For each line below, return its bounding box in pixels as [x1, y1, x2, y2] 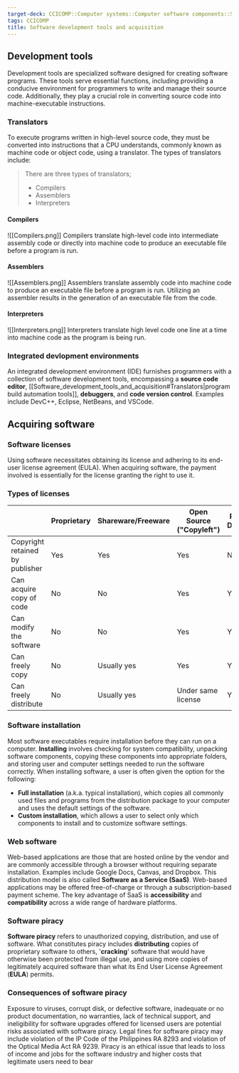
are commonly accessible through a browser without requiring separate [7, 860, 218, 868]
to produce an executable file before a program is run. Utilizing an [7, 286, 201, 294]
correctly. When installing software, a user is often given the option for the [7, 767, 225, 776]
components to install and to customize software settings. [17, 818, 188, 827]
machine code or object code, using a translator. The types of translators [7, 148, 222, 157]
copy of [11, 593, 37, 603]
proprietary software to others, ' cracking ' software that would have [7, 948, 206, 956]
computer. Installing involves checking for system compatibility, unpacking [7, 744, 228, 753]
